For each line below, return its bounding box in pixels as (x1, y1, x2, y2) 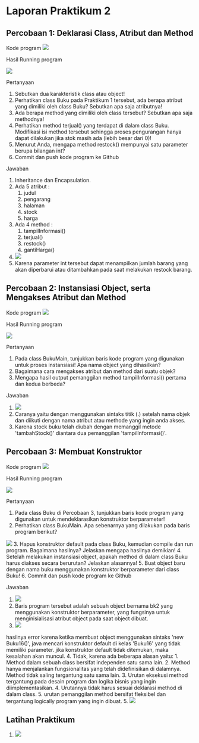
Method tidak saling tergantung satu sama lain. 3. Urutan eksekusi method (6, 672, 188, 679)
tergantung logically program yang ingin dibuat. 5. (6, 697, 128, 704)
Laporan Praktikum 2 (6, 4, 111, 18)
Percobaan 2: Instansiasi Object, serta (6, 283, 151, 293)
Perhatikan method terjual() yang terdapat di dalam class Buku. (14, 122, 169, 129)
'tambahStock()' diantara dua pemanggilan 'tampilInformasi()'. (14, 429, 168, 436)
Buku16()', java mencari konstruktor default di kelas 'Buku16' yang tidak (6, 639, 181, 647)
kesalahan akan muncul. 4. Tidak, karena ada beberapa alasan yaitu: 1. (6, 652, 179, 660)
